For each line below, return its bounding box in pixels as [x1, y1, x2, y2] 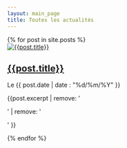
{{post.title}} [7, 63, 64, 74]
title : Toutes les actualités [7, 17, 95, 23]
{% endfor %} [7, 134, 47, 142]
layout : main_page [7, 10, 60, 17]
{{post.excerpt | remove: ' [7, 94, 81, 103]
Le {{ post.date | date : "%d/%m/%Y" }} [7, 81, 121, 89]
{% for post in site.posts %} [7, 35, 86, 43]
